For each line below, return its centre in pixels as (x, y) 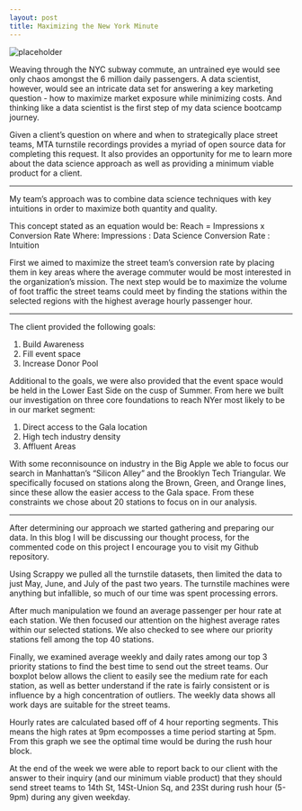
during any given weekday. (81, 797)
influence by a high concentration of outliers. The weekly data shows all (142, 695)
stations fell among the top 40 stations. (82, 639)
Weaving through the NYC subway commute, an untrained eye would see (145, 69)
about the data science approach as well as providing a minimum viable (142, 163)
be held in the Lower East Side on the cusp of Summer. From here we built (147, 390)
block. (21, 751)
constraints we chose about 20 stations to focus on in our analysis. (133, 502)
